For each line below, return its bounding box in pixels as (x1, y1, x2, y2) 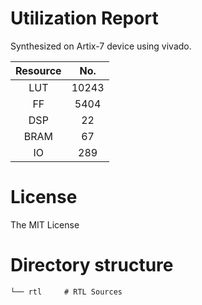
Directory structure (10, 254, 174, 277)
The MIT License (10, 218, 80, 231)
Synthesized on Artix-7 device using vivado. (10, 40, 192, 52)
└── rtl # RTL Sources (10, 287, 123, 297)
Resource (15, 63, 62, 77)
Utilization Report (10, 7, 159, 30)
